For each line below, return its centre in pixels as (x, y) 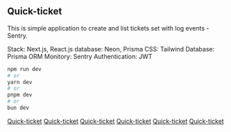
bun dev (18, 108)
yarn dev (20, 82)
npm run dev (24, 69)
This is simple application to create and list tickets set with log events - (108, 28)
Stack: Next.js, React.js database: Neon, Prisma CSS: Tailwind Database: (111, 49)
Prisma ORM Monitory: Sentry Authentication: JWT (80, 56)
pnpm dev (20, 95)
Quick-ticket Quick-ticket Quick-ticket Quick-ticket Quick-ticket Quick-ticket (115, 121)
